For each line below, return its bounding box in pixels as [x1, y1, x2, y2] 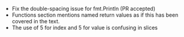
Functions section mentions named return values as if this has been [11, 11, 179, 18]
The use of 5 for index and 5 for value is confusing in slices [11, 24, 158, 31]
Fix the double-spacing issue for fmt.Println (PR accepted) [11, 5, 155, 12]
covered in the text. [11, 18, 60, 24]
